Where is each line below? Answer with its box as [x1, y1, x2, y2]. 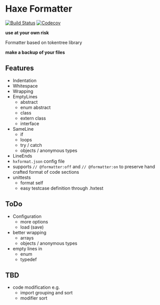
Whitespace [12, 83, 38, 89]
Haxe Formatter [5, 3, 73, 15]
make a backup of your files [5, 49, 65, 55]
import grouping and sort [20, 290, 73, 296]
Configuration [12, 213, 42, 219]
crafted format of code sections [12, 169, 80, 175]
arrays [20, 235, 34, 241]
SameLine [12, 126, 34, 132]
